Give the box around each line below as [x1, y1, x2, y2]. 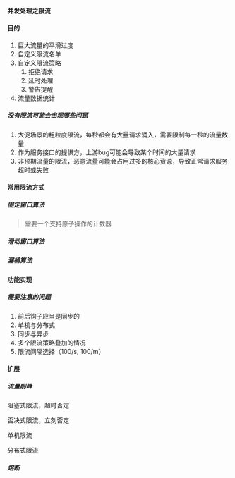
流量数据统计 [17, 94, 55, 102]
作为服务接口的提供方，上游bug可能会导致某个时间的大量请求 [17, 148, 196, 157]
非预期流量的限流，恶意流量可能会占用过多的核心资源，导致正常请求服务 [17, 157, 228, 165]
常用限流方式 [7, 183, 44, 192]
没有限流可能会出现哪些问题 [7, 111, 88, 120]
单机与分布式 [17, 321, 55, 329]
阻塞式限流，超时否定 [7, 401, 69, 410]
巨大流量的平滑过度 [17, 41, 74, 49]
